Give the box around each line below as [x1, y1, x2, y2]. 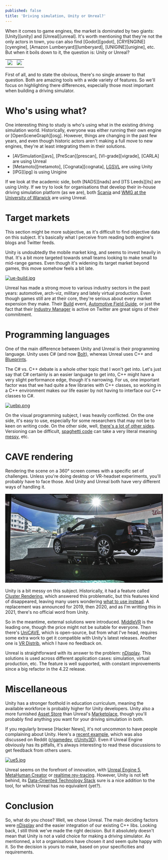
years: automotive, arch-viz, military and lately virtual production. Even [5, 290, 151, 296]
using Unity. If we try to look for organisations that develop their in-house [5, 184, 156, 190]
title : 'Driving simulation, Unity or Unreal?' [5, 13, 106, 19]
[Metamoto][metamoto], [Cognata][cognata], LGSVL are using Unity [12, 163, 152, 169]
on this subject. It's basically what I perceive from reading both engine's [5, 234, 154, 240]
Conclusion [5, 800, 54, 812]
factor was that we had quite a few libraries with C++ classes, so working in [5, 382, 161, 388]
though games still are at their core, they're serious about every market [5, 295, 151, 301]
